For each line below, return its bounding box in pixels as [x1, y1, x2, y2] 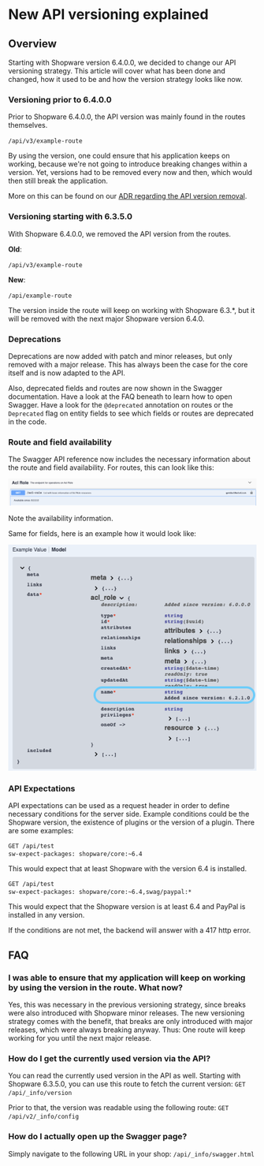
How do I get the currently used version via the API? [8, 1052, 211, 1064]
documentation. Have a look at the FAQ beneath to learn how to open [8, 392, 232, 401]
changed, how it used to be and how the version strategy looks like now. [8, 75, 243, 84]
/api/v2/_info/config [8, 1113, 80, 1121]
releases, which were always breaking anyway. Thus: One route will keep [8, 1025, 246, 1034]
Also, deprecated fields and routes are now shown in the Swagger [8, 383, 223, 393]
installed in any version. [8, 911, 85, 920]
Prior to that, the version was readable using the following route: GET [8, 1103, 229, 1112]
